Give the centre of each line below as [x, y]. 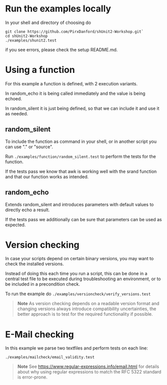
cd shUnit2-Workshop [27, 36]
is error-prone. [32, 377]
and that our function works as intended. [47, 177]
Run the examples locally [58, 9]
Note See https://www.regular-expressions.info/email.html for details [88, 367]
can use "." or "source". [29, 147]
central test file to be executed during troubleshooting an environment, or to [83, 279]
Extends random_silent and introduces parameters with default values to [80, 204]
